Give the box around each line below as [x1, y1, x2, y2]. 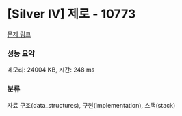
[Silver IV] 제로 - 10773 [7, 6, 136, 22]
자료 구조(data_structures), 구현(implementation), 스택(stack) [7, 101, 176, 109]
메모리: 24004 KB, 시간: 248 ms [7, 66, 95, 74]
